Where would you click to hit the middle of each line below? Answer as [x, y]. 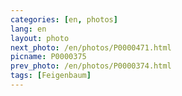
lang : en [28, 29]
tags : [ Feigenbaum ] [51, 76]
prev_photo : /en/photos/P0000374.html [91, 66]
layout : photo [40, 38]
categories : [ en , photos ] [64, 19]
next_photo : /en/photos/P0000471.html [91, 47]
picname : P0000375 [48, 57]
